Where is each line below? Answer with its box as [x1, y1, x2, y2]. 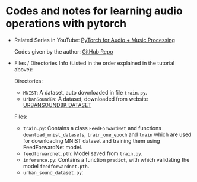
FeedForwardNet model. [23, 143, 82, 150]
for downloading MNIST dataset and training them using [23, 137, 161, 144]
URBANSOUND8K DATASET [23, 101, 92, 108]
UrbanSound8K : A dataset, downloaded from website [23, 95, 148, 102]
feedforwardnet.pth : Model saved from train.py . [23, 150, 143, 157]
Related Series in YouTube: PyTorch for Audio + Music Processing [14, 36, 176, 43]
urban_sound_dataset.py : [23, 168, 84, 176]
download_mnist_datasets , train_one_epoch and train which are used [23, 131, 192, 138]
